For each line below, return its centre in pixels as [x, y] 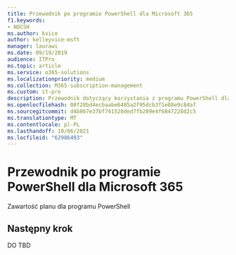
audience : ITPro [31, 60]
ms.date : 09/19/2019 [38, 53]
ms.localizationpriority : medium [56, 79]
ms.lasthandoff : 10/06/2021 [48, 131]
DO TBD [19, 245]
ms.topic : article [34, 66]
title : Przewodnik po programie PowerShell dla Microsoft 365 [100, 14]
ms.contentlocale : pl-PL [44, 124]
